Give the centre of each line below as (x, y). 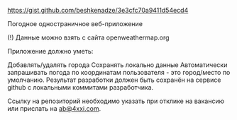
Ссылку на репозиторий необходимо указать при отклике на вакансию (116, 101)
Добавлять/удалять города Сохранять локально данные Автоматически (117, 65)
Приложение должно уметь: (50, 51)
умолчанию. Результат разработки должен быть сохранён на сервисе (114, 80)
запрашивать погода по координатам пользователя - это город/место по (119, 72)
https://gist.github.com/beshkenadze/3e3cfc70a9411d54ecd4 (98, 10)
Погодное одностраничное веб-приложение (75, 24)
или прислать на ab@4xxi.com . (54, 108)
